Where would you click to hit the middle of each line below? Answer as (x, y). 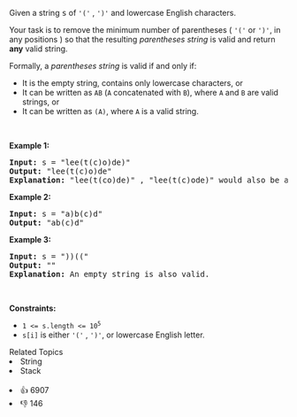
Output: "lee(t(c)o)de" (61, 171)
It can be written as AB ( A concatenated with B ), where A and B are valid (150, 93)
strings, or (41, 102)
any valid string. (38, 49)
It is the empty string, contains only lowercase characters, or (132, 83)
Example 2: (30, 197)
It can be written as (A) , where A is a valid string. (110, 111)
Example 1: (30, 146)
